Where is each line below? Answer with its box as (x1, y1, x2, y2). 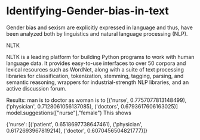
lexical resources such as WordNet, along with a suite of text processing (6, 66, 184, 73)
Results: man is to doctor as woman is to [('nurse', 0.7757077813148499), (6, 97, 187, 104)
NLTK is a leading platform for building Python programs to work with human (6, 53, 195, 60)
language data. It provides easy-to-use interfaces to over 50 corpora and (6, 60, 186, 67)
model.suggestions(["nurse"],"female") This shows (6, 109, 131, 116)
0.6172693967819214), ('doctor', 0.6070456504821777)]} (6, 127, 148, 134)
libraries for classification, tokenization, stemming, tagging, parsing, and (6, 72, 184, 79)
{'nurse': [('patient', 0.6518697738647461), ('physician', (6, 120, 143, 127)
